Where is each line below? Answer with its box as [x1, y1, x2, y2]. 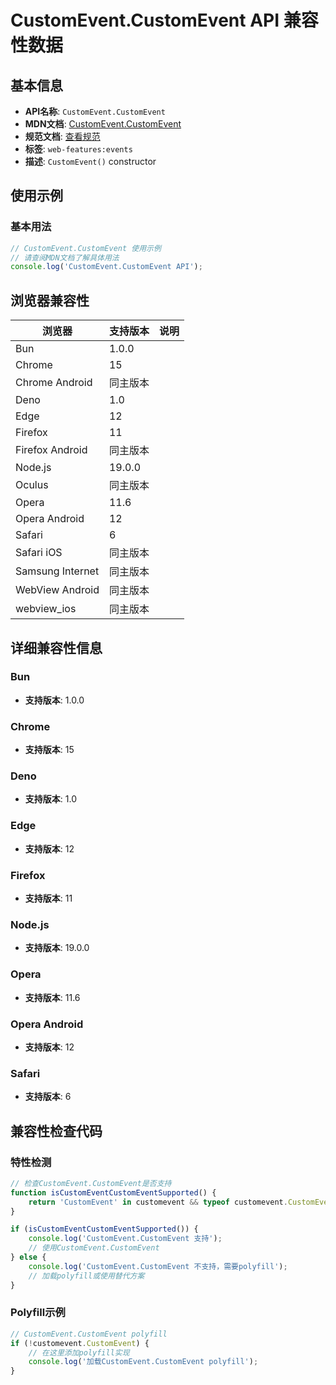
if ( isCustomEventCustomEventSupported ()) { [10, 1224, 199, 1235]
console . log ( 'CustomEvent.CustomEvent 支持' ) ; [28, 1234, 223, 1244]
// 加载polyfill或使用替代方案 [28, 1271, 145, 1281]
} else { [10, 1252, 47, 1262]
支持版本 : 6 [24, 1091, 72, 1103]
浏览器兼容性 [10, 292, 90, 309]
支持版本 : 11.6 [24, 991, 81, 1003]
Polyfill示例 [10, 1306, 66, 1320]
